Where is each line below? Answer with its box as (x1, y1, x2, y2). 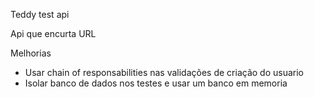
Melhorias (10, 47, 52, 59)
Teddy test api (10, 9, 70, 20)
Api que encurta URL (10, 28, 97, 39)
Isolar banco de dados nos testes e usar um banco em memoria (24, 77, 288, 89)
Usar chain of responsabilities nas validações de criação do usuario (24, 67, 304, 78)
